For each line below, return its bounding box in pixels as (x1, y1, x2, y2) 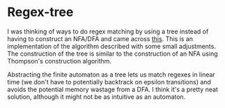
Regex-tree (7, 4, 74, 20)
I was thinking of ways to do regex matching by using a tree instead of (7, 27, 209, 36)
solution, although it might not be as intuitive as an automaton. (7, 92, 186, 101)
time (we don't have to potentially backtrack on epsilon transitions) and (7, 77, 211, 86)
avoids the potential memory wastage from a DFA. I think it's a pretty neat (7, 85, 218, 93)
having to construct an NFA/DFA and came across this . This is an (7, 34, 194, 43)
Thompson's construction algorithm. (7, 56, 112, 65)
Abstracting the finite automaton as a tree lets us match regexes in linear (7, 70, 216, 79)
